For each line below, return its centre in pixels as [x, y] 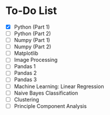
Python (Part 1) [32, 27]
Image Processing [36, 60]
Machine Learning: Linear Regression [59, 86]
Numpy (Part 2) [32, 47]
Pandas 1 [25, 67]
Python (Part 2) [32, 34]
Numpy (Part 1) [32, 40]
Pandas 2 [25, 73]
